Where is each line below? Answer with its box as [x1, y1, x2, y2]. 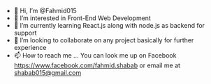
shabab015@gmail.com [13, 69, 82, 76]
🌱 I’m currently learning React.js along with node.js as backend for [13, 22, 205, 29]
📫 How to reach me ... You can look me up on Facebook [13, 51, 177, 59]
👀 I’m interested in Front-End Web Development [13, 14, 152, 22]
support [13, 28, 37, 37]
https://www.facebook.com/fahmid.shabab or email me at [13, 61, 180, 69]
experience [13, 44, 47, 51]
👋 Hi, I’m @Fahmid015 [13, 7, 77, 15]
